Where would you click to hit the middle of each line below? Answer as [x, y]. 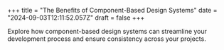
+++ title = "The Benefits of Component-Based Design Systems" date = [112, 10]
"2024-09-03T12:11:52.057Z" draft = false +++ [76, 18]
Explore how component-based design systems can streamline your [107, 31]
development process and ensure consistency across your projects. [107, 39]
